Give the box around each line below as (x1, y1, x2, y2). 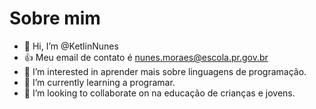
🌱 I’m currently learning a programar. (23, 76, 176, 88)
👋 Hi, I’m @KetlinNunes (23, 40, 119, 52)
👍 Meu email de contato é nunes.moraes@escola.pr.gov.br (23, 51, 269, 63)
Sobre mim (9, 7, 101, 30)
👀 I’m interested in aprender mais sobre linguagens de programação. (23, 65, 307, 77)
